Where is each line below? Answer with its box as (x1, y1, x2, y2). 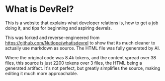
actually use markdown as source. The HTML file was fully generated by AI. (5, 45, 160, 51)
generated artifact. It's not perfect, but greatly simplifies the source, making (5, 65, 161, 71)
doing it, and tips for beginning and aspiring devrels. (5, 25, 112, 31)
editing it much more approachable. (5, 70, 79, 76)
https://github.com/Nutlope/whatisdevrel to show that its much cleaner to (5, 40, 156, 45)
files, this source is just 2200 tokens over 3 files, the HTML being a (5, 60, 143, 66)
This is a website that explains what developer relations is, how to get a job (5, 20, 159, 26)
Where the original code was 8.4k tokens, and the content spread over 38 (5, 54, 157, 60)
